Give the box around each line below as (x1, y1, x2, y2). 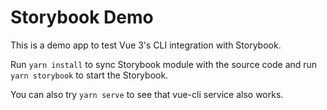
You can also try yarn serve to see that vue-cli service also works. (10, 88, 284, 100)
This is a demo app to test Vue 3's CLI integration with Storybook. (10, 39, 282, 51)
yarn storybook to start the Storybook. (10, 69, 169, 81)
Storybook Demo (10, 6, 154, 29)
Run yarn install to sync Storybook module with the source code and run (10, 58, 318, 70)
